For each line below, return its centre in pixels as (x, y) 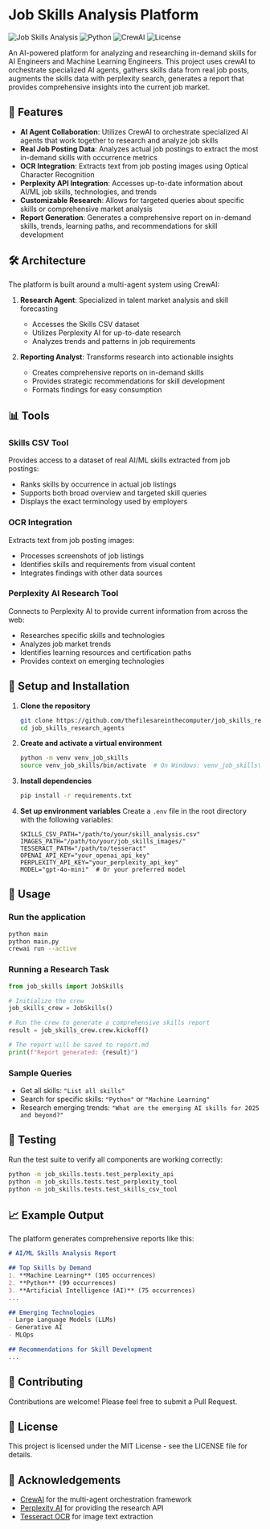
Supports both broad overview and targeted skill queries (113, 493)
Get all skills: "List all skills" (72, 1091)
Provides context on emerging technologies (92, 661)
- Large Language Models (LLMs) (62, 1320)
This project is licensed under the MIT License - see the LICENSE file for (128, 1446)
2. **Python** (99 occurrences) (62, 1282)
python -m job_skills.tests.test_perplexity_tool (93, 1182)
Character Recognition (57, 174)
